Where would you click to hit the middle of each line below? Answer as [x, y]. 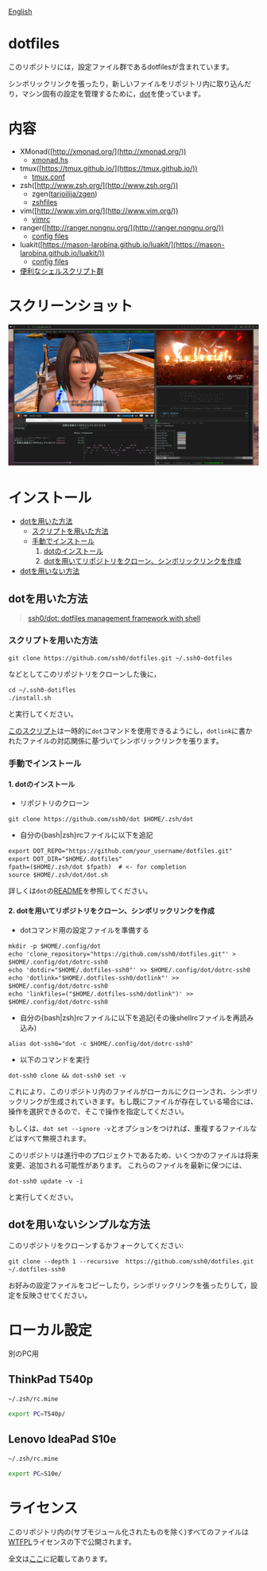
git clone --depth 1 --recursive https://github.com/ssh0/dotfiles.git [131, 1261]
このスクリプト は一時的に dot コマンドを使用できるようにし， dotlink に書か [130, 731]
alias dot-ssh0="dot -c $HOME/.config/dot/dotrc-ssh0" [101, 1043]
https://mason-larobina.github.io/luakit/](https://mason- [133, 244]
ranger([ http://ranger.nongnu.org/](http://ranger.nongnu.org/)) [122, 227]
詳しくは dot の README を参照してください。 [80, 891]
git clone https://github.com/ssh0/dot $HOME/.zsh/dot [101, 819]
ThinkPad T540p [51, 1379]
